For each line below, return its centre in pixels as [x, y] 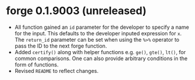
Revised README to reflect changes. [57, 71]
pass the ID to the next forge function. [61, 46]
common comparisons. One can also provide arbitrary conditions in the [101, 58]
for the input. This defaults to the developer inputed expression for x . [98, 33]
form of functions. [37, 64]
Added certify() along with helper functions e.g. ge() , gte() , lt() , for [100, 52]
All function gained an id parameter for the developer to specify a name [102, 27]
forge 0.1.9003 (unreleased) [76, 11]
